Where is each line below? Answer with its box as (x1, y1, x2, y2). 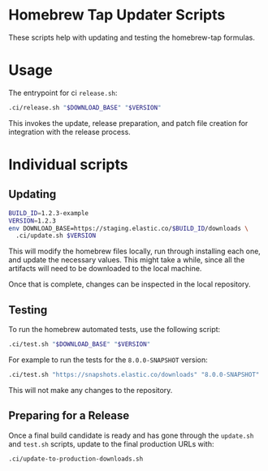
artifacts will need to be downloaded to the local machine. (8, 264, 202, 274)
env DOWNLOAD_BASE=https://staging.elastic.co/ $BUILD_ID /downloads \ (8, 224, 249, 232)
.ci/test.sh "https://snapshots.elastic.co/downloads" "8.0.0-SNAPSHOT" (8, 370, 260, 378)
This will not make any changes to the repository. (8, 385, 173, 395)
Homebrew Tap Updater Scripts (8, 6, 226, 24)
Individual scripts (8, 155, 128, 174)
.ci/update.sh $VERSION (15, 231, 96, 240)
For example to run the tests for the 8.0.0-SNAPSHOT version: (8, 355, 209, 365)
